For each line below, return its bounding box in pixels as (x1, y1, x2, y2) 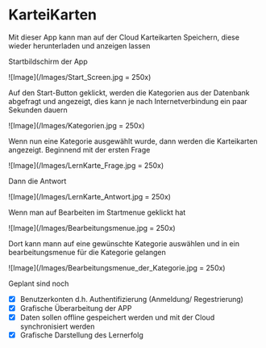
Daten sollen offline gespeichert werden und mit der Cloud (19, 312, 215, 322)
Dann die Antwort (8, 176, 67, 186)
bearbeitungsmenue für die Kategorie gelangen (8, 247, 167, 257)
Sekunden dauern (8, 105, 68, 115)
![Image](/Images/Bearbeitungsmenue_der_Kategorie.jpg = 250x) (8, 262, 226, 272)
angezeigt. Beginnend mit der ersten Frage (8, 145, 151, 154)
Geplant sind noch (8, 279, 69, 288)
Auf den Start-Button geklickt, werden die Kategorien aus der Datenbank (8, 87, 250, 98)
